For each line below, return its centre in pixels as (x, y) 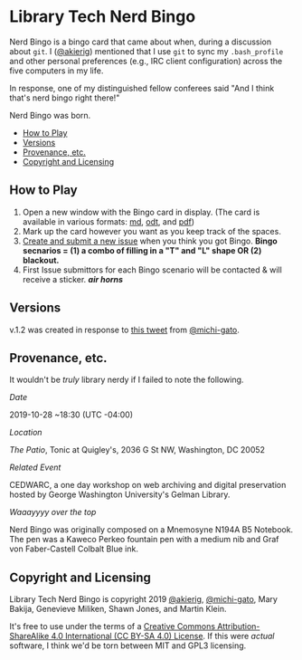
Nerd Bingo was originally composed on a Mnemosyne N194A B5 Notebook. (151, 530)
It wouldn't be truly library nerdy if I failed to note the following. (127, 380)
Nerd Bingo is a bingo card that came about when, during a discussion (141, 42)
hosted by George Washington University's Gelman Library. (120, 494)
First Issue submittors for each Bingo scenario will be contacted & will (152, 270)
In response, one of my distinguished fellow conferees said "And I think (142, 88)
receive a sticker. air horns (73, 279)
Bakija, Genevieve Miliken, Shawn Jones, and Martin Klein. (118, 609)
